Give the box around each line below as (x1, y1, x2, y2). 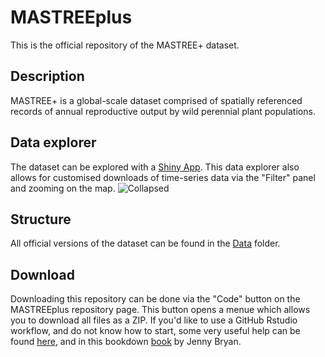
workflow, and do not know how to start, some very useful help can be (10, 325, 301, 337)
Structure (10, 211, 72, 228)
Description (10, 68, 85, 85)
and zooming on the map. (10, 182, 116, 194)
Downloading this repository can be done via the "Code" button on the (10, 293, 301, 305)
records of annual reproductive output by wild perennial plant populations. (10, 105, 316, 117)
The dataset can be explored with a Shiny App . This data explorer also (10, 161, 300, 173)
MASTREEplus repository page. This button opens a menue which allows (10, 304, 311, 316)
